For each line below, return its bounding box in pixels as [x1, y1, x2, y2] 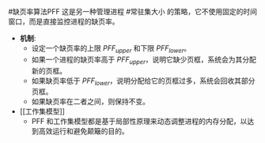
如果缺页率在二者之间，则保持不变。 [31, 97, 150, 107]
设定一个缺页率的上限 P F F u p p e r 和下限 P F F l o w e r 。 [31, 43, 191, 55]
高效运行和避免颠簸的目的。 [38, 126, 129, 136]
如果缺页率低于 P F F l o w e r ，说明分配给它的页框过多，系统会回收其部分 [31, 76, 256, 87]
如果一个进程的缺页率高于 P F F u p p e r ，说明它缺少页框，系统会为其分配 [31, 55, 257, 66]
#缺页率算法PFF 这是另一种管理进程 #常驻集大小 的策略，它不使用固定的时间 [8, 7, 258, 16]
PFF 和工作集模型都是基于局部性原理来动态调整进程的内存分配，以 [31, 117, 248, 126]
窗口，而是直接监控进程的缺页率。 [8, 17, 119, 26]
